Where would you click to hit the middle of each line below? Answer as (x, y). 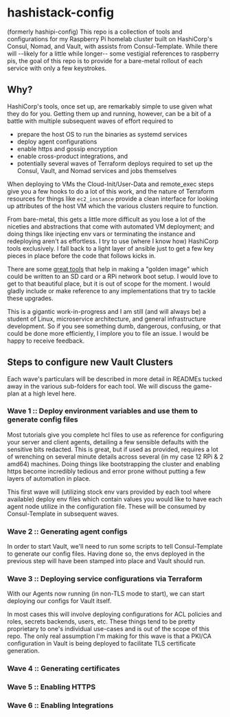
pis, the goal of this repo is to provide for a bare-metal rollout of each (105, 60)
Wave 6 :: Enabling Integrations (60, 705)
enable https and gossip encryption (67, 148)
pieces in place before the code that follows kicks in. (82, 255)
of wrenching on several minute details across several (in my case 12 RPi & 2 (115, 456)
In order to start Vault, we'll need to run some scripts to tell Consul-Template (115, 547)
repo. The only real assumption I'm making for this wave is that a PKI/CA (109, 636)
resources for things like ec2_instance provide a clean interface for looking (113, 198)
